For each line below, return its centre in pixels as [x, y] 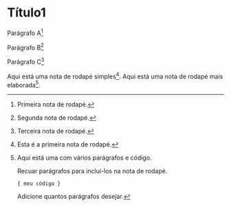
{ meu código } [39, 184]
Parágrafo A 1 [25, 32]
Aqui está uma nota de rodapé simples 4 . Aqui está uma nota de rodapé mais [115, 76]
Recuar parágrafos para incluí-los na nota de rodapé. [92, 171]
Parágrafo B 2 [26, 47]
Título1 [26, 13]
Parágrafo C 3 [26, 61]
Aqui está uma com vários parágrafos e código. [85, 158]
